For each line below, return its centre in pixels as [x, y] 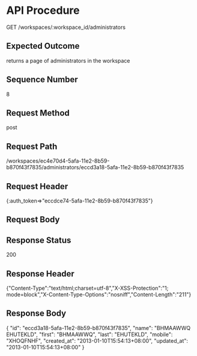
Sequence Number [42, 80]
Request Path [32, 146]
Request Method [38, 113]
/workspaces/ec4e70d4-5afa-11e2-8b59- [58, 161]
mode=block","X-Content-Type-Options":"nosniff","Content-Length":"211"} [99, 295]
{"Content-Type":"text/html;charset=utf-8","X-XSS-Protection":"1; [87, 288]
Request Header [37, 186]
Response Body [36, 314]
